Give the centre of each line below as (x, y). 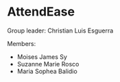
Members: (22, 43)
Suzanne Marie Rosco (48, 64)
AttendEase (41, 12)
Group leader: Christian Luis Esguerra (60, 30)
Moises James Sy (42, 57)
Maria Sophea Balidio (47, 71)
